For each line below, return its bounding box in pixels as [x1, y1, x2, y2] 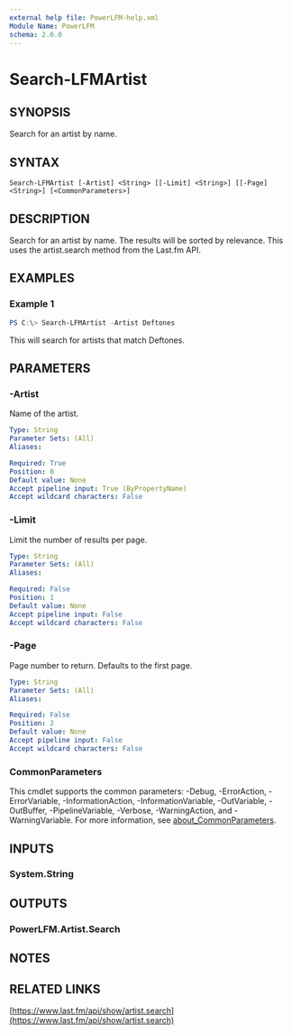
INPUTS [9, 841, 54, 856]
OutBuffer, [9, 805, 48, 817]
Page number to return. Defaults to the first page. [9, 660, 193, 670]
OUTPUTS [9, 895, 68, 911]
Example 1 [9, 298, 55, 310]
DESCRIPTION [9, 211, 90, 226]
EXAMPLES [9, 271, 75, 286]
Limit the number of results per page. [9, 534, 148, 545]
